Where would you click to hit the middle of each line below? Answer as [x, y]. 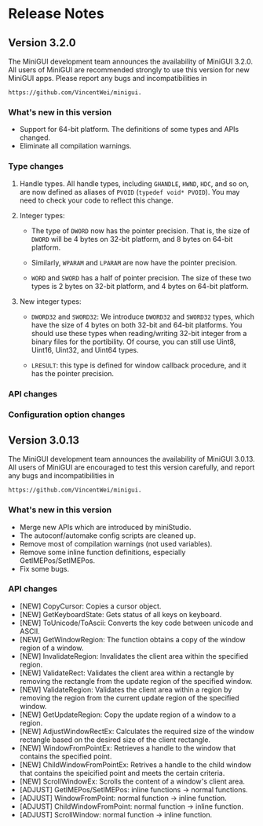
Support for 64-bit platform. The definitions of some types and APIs [129, 130]
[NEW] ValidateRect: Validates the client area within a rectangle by [126, 673]
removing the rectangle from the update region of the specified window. [136, 681]
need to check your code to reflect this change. [97, 200]
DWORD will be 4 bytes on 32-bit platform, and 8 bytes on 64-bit [132, 239]
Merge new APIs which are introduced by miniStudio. [105, 527]
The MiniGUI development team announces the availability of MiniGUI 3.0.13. [131, 459]
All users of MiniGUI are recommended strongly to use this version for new [129, 70]
